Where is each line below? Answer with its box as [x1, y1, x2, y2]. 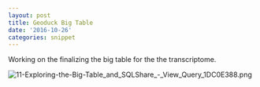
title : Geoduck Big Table [8, 19, 93, 27]
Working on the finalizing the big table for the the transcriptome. [8, 55, 217, 64]
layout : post [8, 11, 51, 20]
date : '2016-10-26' [8, 26, 72, 34]
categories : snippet [8, 33, 76, 42]
